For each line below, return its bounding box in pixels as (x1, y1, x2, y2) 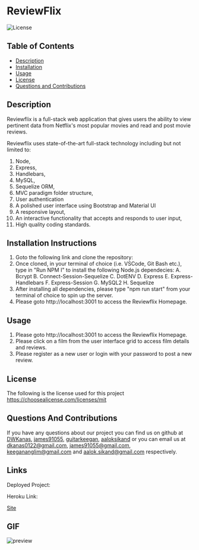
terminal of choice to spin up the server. (15, 292, 113, 299)
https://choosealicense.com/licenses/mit (7, 396, 107, 403)
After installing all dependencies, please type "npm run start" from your (15, 285, 191, 293)
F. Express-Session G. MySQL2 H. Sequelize (45, 279, 154, 287)
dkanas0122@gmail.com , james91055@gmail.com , (7, 442, 131, 449)
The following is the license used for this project (7, 390, 124, 397)
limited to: (7, 146, 31, 153)
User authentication (15, 195, 64, 203)
